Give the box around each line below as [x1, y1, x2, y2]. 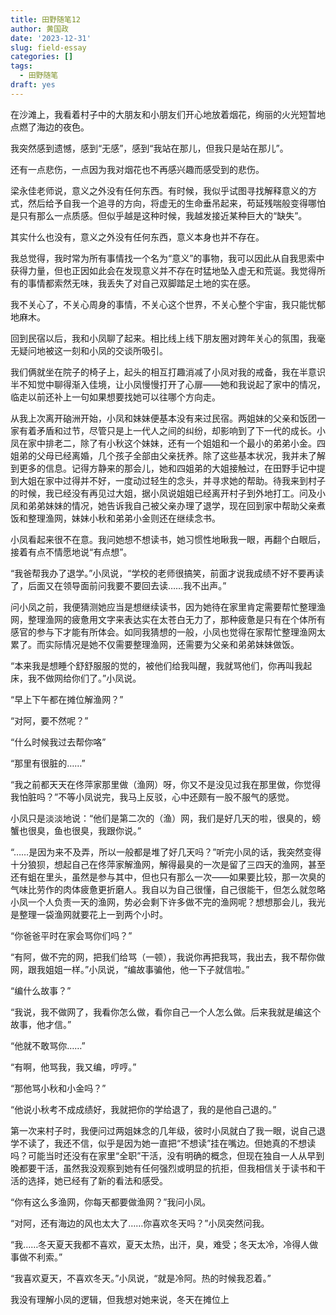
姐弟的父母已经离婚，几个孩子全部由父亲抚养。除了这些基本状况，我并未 [10, 449, 308, 461]
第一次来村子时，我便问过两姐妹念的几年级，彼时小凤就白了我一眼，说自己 [10, 1124, 317, 1136]
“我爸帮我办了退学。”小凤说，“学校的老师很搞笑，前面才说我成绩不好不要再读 [10, 567, 325, 579]
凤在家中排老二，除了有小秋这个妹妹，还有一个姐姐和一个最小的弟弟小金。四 [10, 437, 326, 449]
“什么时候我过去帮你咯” [10, 736, 107, 748]
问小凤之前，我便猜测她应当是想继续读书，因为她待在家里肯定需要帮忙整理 [10, 601, 317, 613]
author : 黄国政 [10, 24, 69, 34]
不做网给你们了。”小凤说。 [36, 672, 142, 684]
